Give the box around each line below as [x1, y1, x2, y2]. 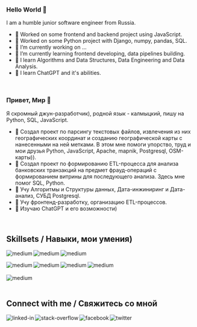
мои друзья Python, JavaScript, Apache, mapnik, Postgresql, [14, 147, 167, 154]
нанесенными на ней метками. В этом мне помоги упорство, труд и [14, 141, 192, 148]
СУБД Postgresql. [36, 192, 81, 199]
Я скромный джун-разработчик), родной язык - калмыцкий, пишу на [6, 110, 184, 117]
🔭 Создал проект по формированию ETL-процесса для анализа [14, 160, 179, 167]
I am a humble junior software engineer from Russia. [6, 19, 136, 27]
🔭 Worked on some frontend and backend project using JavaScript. [14, 31, 183, 38]
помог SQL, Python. [14, 179, 65, 186]
